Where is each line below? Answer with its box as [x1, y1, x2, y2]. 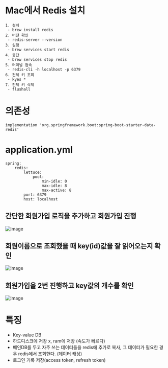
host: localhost [23, 196, 58, 202]
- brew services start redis [7, 47, 70, 52]
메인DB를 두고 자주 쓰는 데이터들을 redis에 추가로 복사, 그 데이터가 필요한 [12, 344, 158, 351]
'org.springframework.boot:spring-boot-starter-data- [39, 122, 156, 128]
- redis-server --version [7, 37, 63, 42]
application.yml [5, 144, 73, 156]
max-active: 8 [41, 188, 72, 193]
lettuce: [23, 170, 42, 175]
